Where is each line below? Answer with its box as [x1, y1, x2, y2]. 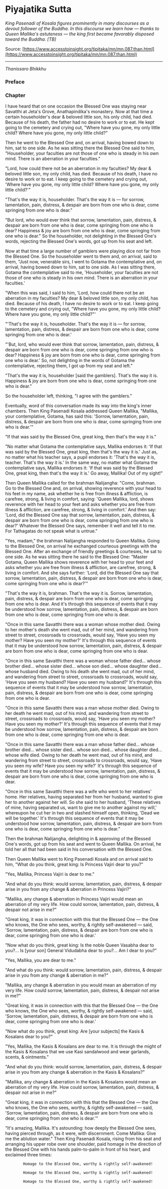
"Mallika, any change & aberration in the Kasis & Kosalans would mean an [5, 1079, 156, 1085]
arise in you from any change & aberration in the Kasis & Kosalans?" [5, 1069, 145, 1075]
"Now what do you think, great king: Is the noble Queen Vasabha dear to [5, 942, 154, 948]
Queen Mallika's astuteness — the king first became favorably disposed [5, 31, 154, 37]
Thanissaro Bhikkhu [5, 65, 46, 71]
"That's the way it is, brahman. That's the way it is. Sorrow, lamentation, [5, 590, 153, 596]
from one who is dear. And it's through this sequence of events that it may [5, 601, 158, 607]
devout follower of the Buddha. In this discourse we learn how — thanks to [5, 25, 159, 31]
